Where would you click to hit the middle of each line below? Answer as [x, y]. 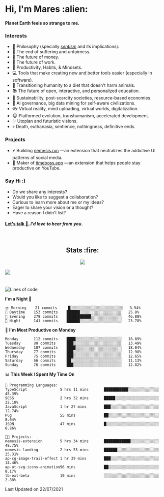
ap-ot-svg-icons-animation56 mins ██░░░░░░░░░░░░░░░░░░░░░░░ [82, 467]
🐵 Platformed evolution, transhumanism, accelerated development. [81, 116]
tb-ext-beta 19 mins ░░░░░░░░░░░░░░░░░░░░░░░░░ [82, 476]
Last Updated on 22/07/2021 [34, 489]
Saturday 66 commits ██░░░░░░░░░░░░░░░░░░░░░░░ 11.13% [73, 361]
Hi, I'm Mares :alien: [47, 9]
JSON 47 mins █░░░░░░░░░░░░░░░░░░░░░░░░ [82, 424]
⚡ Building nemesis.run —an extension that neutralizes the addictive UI [84, 151]
